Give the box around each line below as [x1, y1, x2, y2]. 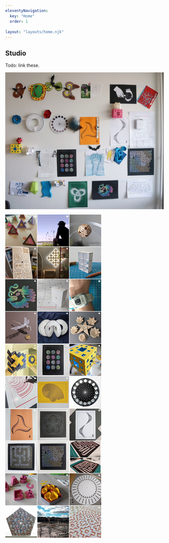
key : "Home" [10, 13, 35, 19]
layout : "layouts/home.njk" [5, 29, 64, 35]
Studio [5, 49, 27, 58]
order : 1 [10, 19, 28, 24]
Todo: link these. [5, 62, 40, 68]
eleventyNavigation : [5, 8, 49, 13]
